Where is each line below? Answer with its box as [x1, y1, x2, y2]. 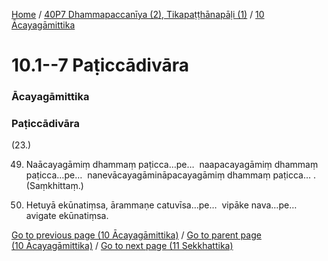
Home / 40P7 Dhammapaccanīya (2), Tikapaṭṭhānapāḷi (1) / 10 [11, 9, 265, 20]
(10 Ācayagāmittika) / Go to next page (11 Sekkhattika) [11, 240, 234, 252]
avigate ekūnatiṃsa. [25, 210, 109, 222]
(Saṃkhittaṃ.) [25, 180, 84, 192]
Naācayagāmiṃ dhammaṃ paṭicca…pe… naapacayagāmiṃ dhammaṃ [25, 159, 319, 171]
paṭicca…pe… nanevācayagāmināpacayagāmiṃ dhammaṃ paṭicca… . [25, 169, 317, 181]
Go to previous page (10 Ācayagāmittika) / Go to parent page [11, 229, 262, 241]
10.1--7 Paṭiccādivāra [11, 54, 189, 77]
